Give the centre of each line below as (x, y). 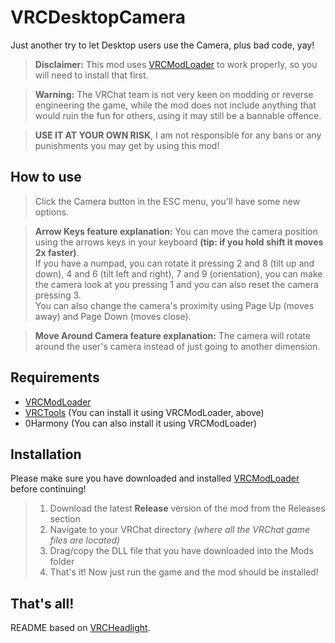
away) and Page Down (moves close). (113, 316)
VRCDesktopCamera (98, 17)
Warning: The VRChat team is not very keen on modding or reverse (174, 94)
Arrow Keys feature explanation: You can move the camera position (176, 231)
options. (51, 212)
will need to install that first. (91, 75)
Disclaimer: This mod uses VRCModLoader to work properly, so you (176, 64)
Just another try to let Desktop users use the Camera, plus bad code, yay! (162, 45)
